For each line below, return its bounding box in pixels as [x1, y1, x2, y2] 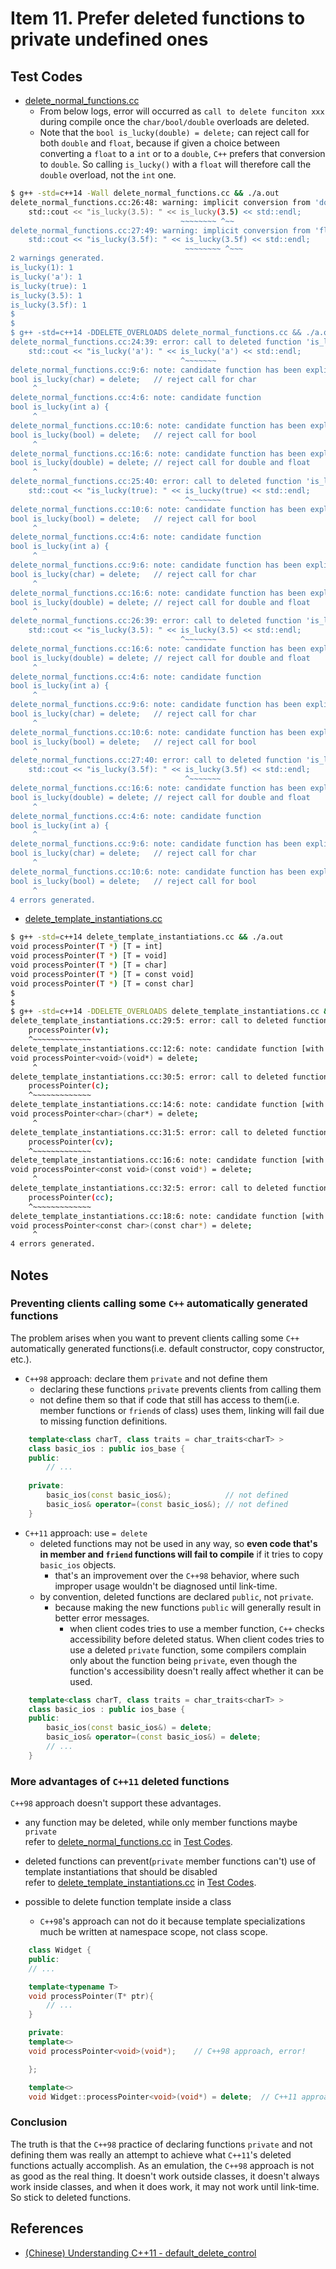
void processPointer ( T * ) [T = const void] [10, 969, 195, 979]
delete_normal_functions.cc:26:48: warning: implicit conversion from [10, 197, 311, 207]
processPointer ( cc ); [28, 1192, 114, 1202]
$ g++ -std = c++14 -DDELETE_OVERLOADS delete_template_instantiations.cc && [10, 1007, 333, 1017]
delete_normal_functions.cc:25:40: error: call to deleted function [10, 477, 302, 487]
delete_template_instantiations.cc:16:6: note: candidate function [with [10, 1155, 325, 1166]
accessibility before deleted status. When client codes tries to [69, 1633, 325, 1645]
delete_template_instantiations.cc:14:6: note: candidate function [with [10, 1100, 325, 1110]
